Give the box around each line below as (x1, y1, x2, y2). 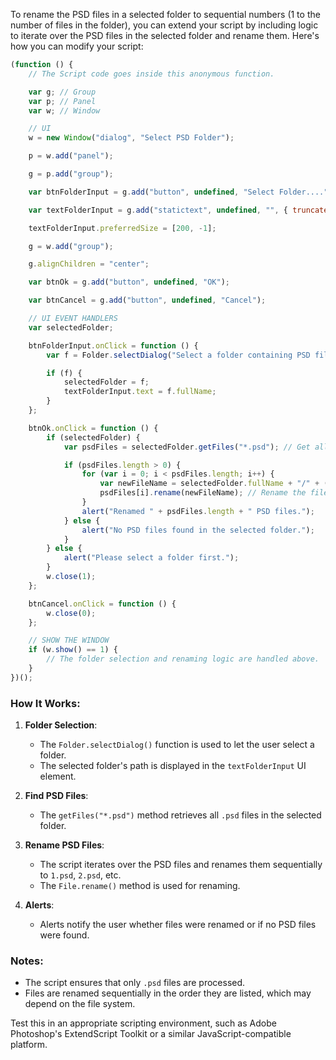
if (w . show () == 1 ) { (28, 645, 118, 655)
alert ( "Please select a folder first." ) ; (63, 553, 240, 563)
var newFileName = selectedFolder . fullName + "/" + (99, 479, 320, 489)
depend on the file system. (24, 998, 136, 1010)
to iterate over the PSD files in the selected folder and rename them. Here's (10, 30, 320, 41)
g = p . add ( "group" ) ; (28, 169, 114, 179)
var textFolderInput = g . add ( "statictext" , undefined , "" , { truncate (28, 205, 329, 215)
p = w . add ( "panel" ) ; (28, 151, 114, 161)
